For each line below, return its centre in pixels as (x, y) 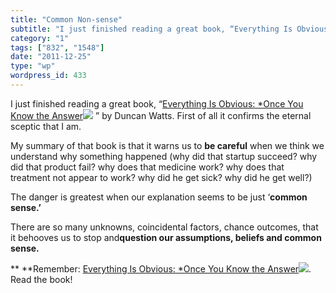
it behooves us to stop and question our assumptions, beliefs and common (166, 237)
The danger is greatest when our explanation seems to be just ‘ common (159, 197)
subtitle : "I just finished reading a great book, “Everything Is (151, 29)
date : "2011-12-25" (51, 57)
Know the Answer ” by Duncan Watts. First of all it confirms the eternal (161, 115)
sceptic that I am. (46, 126)
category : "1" (40, 38)
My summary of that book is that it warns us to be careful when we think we (167, 145)
